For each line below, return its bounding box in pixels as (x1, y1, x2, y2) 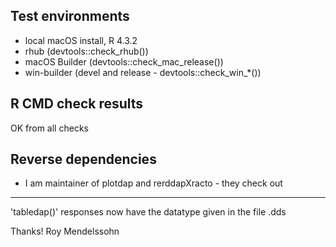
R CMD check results (10, 95, 144, 113)
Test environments (10, 8, 130, 25)
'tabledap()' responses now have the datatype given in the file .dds (10, 206, 287, 218)
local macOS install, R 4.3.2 (24, 34, 138, 46)
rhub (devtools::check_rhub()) (24, 45, 149, 57)
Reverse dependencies (10, 151, 157, 168)
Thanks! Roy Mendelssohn (10, 225, 120, 238)
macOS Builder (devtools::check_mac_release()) (24, 55, 224, 68)
